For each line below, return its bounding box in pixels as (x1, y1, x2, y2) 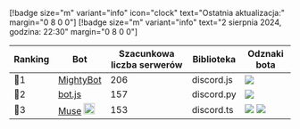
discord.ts (191, 104, 234, 116)
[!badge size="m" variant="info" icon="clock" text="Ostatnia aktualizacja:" (9, 8, 286, 18)
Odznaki (246, 48, 284, 60)
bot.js (57, 88, 82, 101)
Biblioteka (192, 53, 237, 65)
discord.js (191, 74, 234, 85)
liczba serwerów (110, 59, 183, 70)
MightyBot (57, 74, 102, 85)
